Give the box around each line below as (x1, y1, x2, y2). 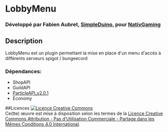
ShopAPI (12, 79, 31, 86)
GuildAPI (12, 85, 31, 91)
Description (5, 36, 43, 45)
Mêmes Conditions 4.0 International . (5, 121, 80, 127)
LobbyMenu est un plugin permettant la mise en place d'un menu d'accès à (5, 50, 161, 56)
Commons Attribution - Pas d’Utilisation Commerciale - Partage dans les (5, 116, 154, 122)
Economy (12, 95, 33, 101)
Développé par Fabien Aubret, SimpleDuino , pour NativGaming (5, 21, 161, 28)
